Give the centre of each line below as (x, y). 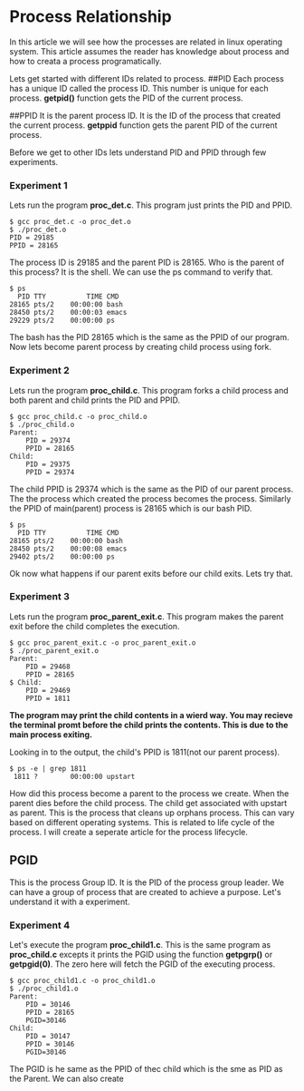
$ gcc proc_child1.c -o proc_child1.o (82, 980)
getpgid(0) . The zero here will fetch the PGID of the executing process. (142, 964)
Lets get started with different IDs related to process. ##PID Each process (147, 78)
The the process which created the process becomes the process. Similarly (150, 498)
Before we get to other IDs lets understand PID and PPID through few (138, 152)
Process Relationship (90, 17)
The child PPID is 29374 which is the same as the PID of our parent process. (152, 489)
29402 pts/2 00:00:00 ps (62, 556)
